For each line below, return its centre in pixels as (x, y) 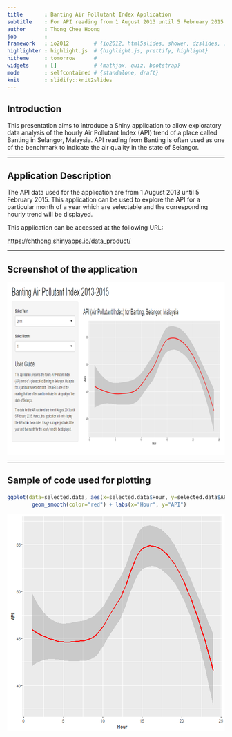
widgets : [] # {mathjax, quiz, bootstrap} (94, 66)
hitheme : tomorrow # (52, 59)
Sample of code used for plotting (79, 481)
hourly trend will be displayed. (50, 215)
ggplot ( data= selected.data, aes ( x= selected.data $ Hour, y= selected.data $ (114, 497)
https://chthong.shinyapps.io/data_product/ (69, 241)
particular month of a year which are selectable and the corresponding (108, 207)
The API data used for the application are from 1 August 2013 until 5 (103, 193)
